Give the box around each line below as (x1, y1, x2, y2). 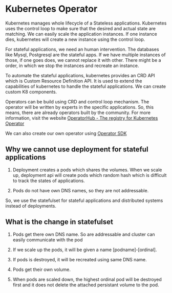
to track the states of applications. (12, 177, 85, 184)
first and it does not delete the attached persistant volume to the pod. (12, 282, 160, 288)
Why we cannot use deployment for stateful (5, 145, 148, 154)
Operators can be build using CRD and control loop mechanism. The (5, 98, 149, 105)
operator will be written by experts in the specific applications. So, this (5, 104, 154, 110)
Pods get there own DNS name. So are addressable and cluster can (12, 231, 155, 237)
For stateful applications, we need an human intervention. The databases (5, 46, 160, 52)
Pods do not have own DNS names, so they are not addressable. (12, 187, 149, 193)
